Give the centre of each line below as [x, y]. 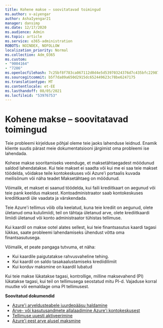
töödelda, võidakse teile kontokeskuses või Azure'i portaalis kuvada [73, 173]
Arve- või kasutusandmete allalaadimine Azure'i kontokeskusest [76, 311]
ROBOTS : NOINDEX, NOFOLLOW [32, 46]
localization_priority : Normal [37, 50]
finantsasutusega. [23, 238]
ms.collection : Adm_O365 [30, 55]
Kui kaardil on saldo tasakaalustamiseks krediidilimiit [64, 262]
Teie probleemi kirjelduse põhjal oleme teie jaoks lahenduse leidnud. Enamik [81, 143]
